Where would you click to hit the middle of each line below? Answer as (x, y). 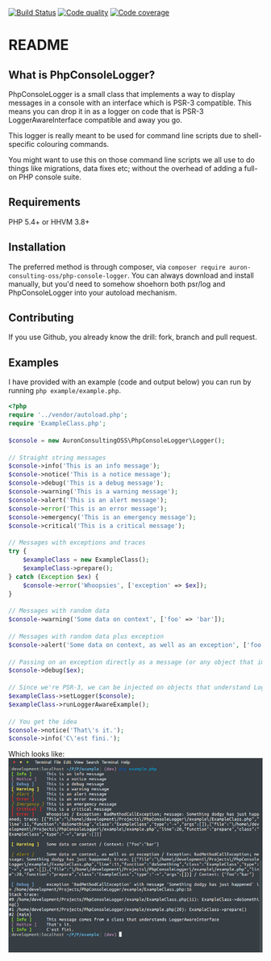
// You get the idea (43, 722)
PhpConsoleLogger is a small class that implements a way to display (122, 94)
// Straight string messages (57, 457)
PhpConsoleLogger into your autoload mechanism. (93, 292)
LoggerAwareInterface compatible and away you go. (96, 120)
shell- (252, 136)
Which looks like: (37, 754)
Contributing (41, 318)
